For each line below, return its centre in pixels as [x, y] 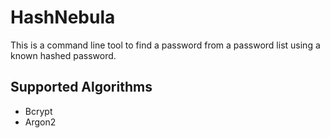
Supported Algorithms [81, 87]
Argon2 [40, 122]
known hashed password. [63, 55]
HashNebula [63, 17]
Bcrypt [38, 111]
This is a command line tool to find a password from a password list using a [165, 45]
